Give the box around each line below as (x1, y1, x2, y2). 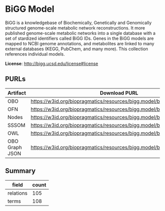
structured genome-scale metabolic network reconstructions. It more (5, 25, 145, 30)
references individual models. (5, 51, 65, 57)
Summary (5, 167, 36, 175)
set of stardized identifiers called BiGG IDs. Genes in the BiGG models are (5, 35, 154, 41)
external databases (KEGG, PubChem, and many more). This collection (5, 46, 148, 52)
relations (7, 189, 28, 196)
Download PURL (100, 90, 138, 96)
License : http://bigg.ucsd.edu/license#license (5, 60, 98, 66)
